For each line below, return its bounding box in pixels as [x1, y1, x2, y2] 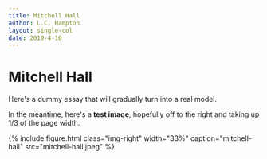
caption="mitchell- [190, 134, 253, 143]
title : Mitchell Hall [8, 11, 80, 20]
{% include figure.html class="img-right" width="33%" [8, 134, 189, 143]
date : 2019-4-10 [8, 33, 62, 42]
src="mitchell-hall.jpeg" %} [25, 142, 116, 152]
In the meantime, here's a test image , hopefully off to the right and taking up [8, 110, 260, 119]
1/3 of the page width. [8, 118, 80, 128]
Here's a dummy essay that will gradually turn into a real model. [8, 95, 218, 104]
